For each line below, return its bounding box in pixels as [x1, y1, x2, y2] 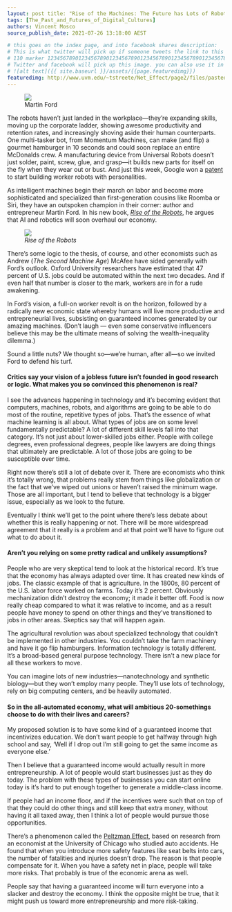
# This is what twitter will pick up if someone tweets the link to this [7, 49, 224, 55]
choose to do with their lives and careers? [7, 710, 130, 718]
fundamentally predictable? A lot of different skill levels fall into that [7, 425, 199, 433]
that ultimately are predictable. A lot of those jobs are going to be [7, 447, 192, 455]
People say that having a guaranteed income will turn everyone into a [7, 882, 204, 891]
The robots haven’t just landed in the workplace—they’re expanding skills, [7, 114, 217, 122]
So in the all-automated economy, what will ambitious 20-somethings [7, 703, 212, 711]
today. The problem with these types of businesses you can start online [7, 775, 211, 784]
